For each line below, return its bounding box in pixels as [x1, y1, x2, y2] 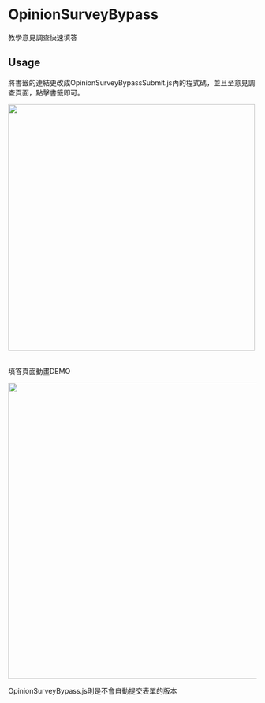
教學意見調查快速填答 [8, 32, 77, 42]
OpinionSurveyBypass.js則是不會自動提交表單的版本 [8, 686, 177, 695]
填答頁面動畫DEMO [8, 366, 71, 376]
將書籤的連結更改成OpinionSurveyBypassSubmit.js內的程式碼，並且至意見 [8, 77, 248, 88]
